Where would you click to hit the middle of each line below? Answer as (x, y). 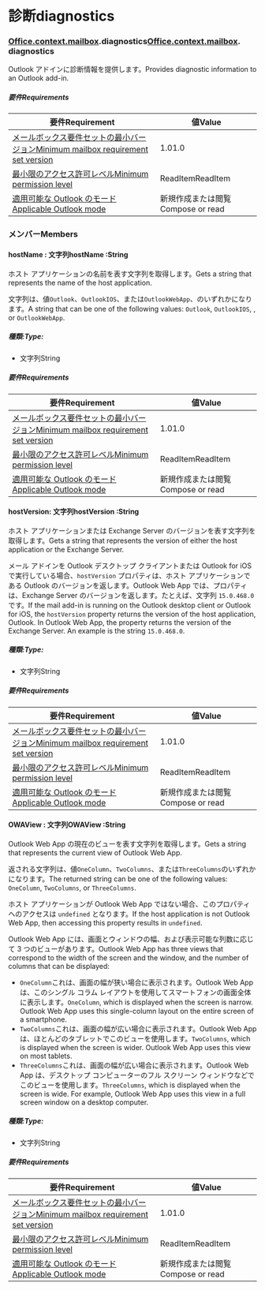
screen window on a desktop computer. (84, 1102)
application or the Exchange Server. (66, 549)
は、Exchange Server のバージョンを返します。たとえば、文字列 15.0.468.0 (131, 595)
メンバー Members (43, 234)
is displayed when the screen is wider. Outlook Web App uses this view (135, 1047)
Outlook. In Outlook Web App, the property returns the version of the (120, 622)
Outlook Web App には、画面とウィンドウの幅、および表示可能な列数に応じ (131, 939)
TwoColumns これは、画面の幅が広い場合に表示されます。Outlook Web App (138, 1028)
